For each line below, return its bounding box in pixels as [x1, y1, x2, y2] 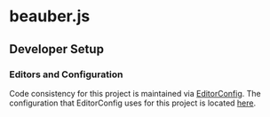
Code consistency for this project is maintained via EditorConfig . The [9, 88, 261, 98]
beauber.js [9, 6, 91, 27]
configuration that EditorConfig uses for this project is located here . [9, 97, 257, 108]
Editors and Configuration [9, 68, 123, 81]
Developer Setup [9, 42, 105, 57]
